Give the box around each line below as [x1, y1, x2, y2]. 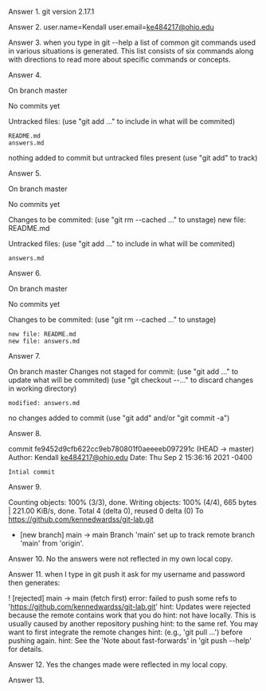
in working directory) [8, 383, 77, 393]
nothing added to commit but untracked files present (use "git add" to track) [8, 153, 258, 162]
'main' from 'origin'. [19, 538, 84, 548]
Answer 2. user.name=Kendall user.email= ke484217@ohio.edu [8, 22, 214, 31]
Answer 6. [8, 268, 42, 278]
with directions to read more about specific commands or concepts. [8, 55, 231, 64]
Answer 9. [8, 483, 42, 491]
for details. [8, 645, 44, 653]
